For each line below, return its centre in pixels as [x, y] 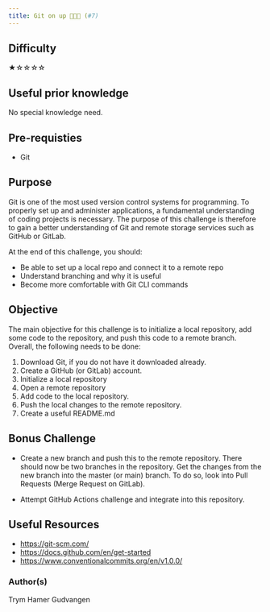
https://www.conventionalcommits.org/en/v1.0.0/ [101, 561]
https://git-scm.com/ [54, 544]
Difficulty [32, 49]
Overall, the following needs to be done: [75, 346]
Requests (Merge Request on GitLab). [82, 483]
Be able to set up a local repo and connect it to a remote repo [122, 267]
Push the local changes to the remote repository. [101, 404]
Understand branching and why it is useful [90, 275]
